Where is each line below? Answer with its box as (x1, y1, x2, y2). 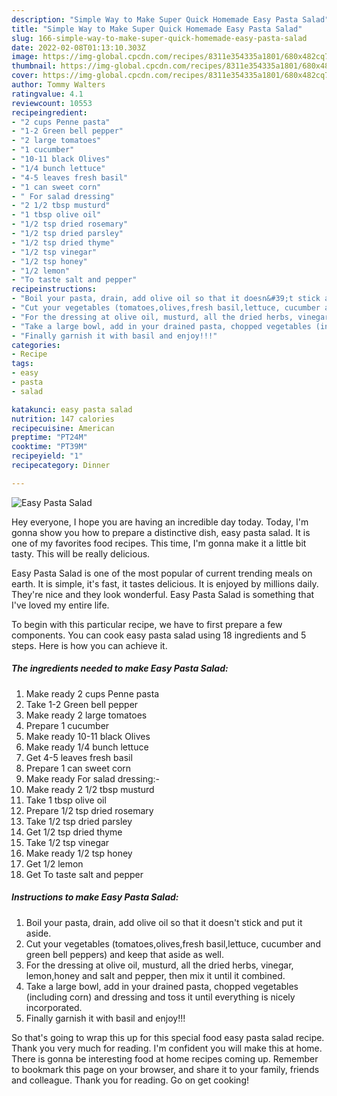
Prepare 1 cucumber (25, 719, 110, 731)
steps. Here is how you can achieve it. (11, 639, 168, 651)
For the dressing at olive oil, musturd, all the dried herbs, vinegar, (25, 959, 294, 971)
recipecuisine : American (11, 423, 115, 433)
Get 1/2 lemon (25, 857, 84, 870)
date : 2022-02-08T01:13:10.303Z (11, 42, 146, 53)
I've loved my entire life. (11, 599, 110, 611)
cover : (11, 71, 39, 81)
